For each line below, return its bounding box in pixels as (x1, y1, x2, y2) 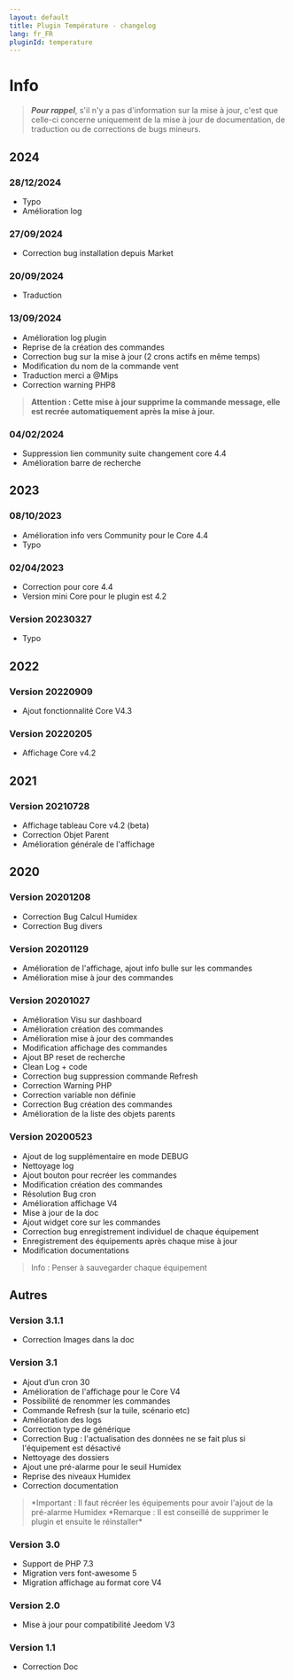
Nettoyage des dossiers (21, 1451, 110, 1462)
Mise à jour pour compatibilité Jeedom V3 (21, 1620, 175, 1630)
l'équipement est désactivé (21, 1443, 121, 1453)
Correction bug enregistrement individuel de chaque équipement (21, 1226, 259, 1236)
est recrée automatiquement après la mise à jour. (30, 406, 215, 416)
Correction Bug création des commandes (21, 1099, 173, 1110)
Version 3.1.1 (9, 1314, 64, 1327)
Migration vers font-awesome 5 (21, 1567, 137, 1578)
